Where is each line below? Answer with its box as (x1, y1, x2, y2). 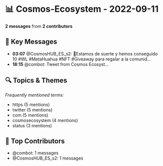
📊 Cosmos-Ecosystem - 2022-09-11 (5, 3, 159, 15)
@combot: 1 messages (12, 150, 59, 156)
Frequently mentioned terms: (5, 92, 64, 98)
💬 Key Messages (5, 38, 58, 46)
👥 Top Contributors (5, 137, 65, 145)
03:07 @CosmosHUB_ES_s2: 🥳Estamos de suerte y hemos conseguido (12, 51, 158, 56)
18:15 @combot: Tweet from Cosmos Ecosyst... (12, 61, 109, 67)
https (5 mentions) (12, 102, 50, 108)
